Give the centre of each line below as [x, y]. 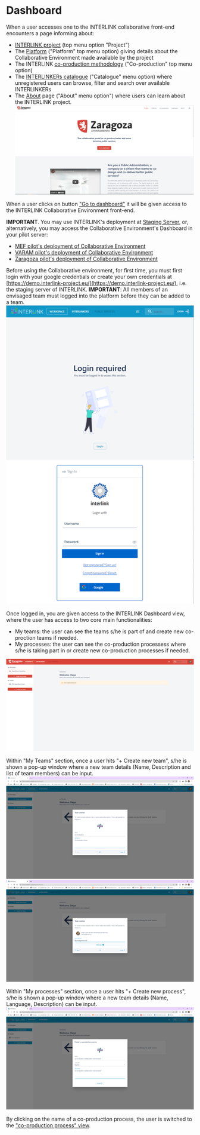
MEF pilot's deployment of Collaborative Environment [80, 246]
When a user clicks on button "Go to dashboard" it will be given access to [97, 204]
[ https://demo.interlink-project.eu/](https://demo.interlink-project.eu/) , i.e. [96, 283]
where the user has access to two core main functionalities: [79, 619]
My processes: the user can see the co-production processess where [100, 644]
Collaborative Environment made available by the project [84, 57]
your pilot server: [27, 234]
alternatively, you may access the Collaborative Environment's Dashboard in [99, 228]
